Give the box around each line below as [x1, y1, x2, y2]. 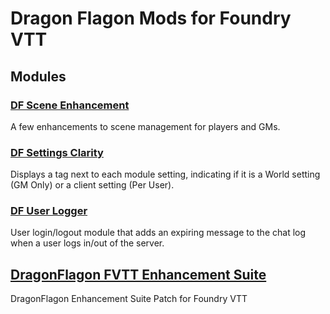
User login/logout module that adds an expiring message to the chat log [10, 227, 307, 239]
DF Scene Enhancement [10, 98, 130, 112]
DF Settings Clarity [10, 145, 104, 159]
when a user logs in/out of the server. [10, 237, 165, 249]
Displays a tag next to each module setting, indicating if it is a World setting [10, 168, 321, 181]
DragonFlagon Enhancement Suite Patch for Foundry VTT [10, 293, 248, 305]
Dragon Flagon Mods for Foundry [10, 7, 292, 30]
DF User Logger [10, 204, 88, 218]
